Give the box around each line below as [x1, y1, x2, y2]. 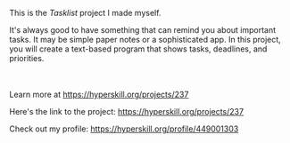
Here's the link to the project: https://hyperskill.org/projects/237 [9, 107, 244, 116]
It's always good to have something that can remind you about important [9, 25, 277, 35]
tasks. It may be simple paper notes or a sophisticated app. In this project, [9, 35, 281, 44]
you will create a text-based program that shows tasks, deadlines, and [9, 44, 268, 54]
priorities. [9, 53, 45, 63]
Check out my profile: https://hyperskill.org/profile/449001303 [9, 123, 239, 134]
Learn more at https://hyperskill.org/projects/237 [9, 89, 189, 99]
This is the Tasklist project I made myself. [9, 8, 162, 18]
